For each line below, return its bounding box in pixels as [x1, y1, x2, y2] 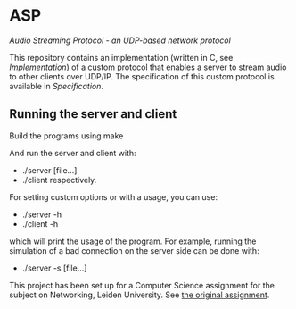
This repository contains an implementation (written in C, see [9, 52, 234, 63]
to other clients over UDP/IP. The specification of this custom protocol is [9, 71, 275, 81]
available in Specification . [9, 80, 104, 91]
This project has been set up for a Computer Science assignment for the [9, 280, 275, 290]
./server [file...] [21, 164, 78, 175]
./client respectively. [21, 174, 97, 185]
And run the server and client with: [9, 147, 136, 158]
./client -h [21, 218, 59, 229]
